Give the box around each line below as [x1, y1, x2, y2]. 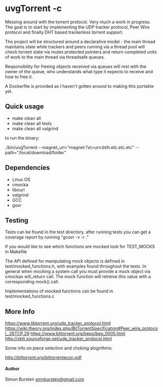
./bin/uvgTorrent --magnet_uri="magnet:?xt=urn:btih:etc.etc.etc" [5, 144, 134, 150]
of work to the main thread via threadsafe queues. [5, 54, 105, 60]
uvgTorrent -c [5, 3, 62, 14]
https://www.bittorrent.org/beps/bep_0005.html [30, 331, 126, 337]
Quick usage [5, 102, 44, 111]
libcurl [12, 187, 25, 193]
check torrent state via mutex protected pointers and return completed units [5, 49, 157, 55]
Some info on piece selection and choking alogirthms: [5, 345, 113, 351]
